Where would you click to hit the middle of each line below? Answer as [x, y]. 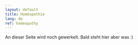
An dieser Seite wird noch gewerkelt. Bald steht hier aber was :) [69, 37]
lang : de [14, 19]
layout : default [22, 10]
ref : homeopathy [22, 23]
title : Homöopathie [25, 14]
